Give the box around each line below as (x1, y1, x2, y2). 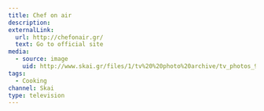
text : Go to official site (15, 41, 104, 48)
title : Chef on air (8, 11, 72, 20)
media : (8, 48, 30, 55)
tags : (8, 70, 26, 77)
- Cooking (15, 77, 47, 84)
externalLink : (8, 26, 55, 34)
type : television (8, 91, 65, 99)
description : (8, 19, 51, 27)
